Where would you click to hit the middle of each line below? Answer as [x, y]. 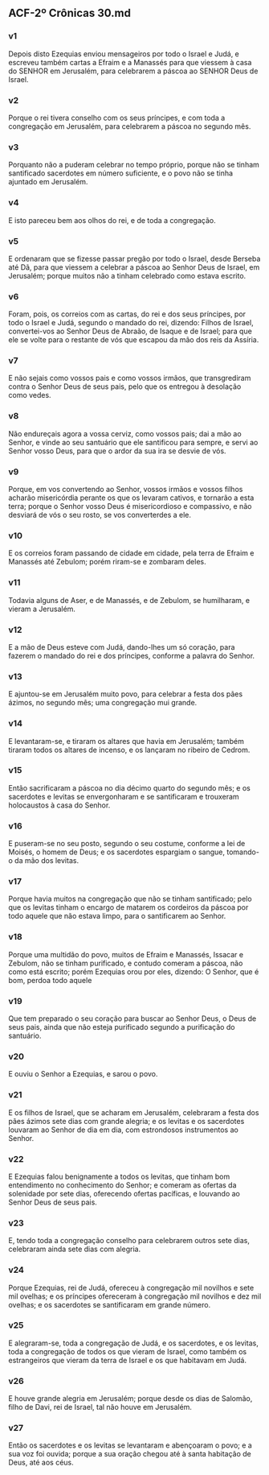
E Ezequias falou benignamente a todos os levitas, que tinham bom [119, 1176]
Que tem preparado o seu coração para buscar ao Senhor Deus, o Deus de [132, 1018]
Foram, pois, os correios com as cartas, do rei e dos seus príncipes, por [127, 314]
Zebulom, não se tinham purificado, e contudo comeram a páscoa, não [126, 963]
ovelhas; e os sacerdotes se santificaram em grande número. [110, 1304]
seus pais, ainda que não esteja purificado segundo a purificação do [122, 1027]
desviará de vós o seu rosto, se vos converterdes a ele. [100, 515]
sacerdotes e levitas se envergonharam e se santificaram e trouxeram [124, 796]
